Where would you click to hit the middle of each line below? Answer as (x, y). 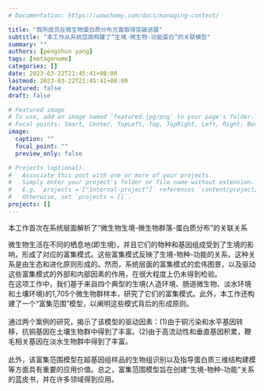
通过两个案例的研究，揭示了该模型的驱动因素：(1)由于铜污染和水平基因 (122, 321)
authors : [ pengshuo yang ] (50, 52)
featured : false (35, 88)
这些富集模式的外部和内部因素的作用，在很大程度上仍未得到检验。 (115, 274)
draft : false (29, 95)
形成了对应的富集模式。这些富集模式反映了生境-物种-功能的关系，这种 (135, 254)
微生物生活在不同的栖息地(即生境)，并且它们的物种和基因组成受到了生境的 (128, 244)
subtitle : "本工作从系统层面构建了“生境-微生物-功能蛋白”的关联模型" (109, 37)
